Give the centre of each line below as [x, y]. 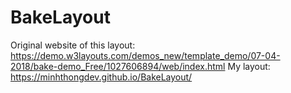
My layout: [249, 66]
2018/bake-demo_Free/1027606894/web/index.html [118, 66]
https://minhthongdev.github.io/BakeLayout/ [101, 77]
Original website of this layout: [73, 45]
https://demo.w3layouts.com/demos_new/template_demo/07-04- [145, 55]
